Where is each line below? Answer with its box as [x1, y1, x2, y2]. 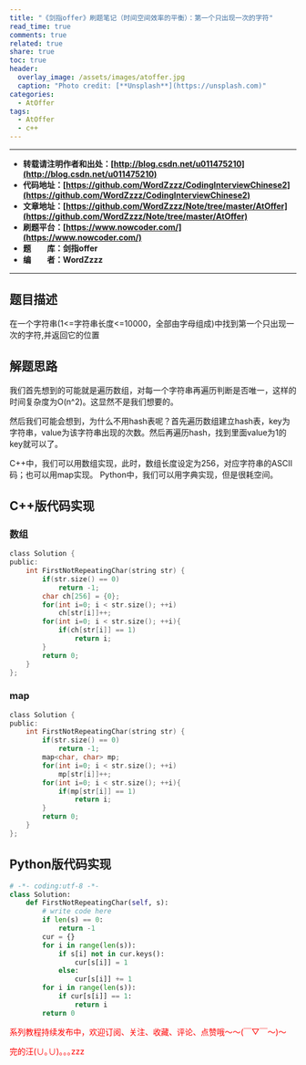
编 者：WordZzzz [22, 255, 103, 265]
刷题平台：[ [22, 222, 66, 233]
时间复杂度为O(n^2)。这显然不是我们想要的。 [9, 396, 179, 407]
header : [9, 65, 39, 74]
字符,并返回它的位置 [25, 329, 100, 340]
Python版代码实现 [9, 857, 112, 872]
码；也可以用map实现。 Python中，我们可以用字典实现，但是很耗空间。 [9, 469, 279, 480]
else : [57, 966, 79, 976]
